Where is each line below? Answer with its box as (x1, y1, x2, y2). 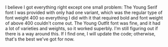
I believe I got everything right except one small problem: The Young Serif (5, 4, 157, 10)
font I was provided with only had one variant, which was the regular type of (5, 9, 163, 15)
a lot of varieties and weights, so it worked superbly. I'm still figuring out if (5, 25, 158, 31)
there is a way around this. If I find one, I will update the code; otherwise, (5, 31, 155, 36)
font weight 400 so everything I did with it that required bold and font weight (5, 15, 163, 20)
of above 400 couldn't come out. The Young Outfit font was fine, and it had (5, 20, 160, 26)
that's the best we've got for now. (5, 36, 75, 42)
